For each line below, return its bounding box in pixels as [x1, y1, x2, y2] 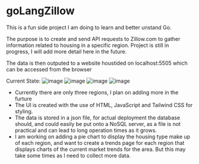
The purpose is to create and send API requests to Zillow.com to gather [6, 35, 181, 42]
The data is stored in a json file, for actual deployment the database [14, 114, 180, 121]
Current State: [6, 77, 41, 84]
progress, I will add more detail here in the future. [6, 48, 127, 55]
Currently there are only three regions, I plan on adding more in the [14, 89, 179, 96]
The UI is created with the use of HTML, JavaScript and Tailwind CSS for [14, 101, 193, 108]
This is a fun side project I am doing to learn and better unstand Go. [6, 24, 172, 31]
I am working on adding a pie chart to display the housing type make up [14, 133, 191, 140]
